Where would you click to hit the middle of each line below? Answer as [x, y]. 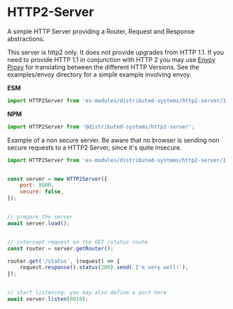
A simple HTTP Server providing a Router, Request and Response [101, 31]
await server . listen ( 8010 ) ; [48, 299]
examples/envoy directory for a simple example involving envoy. [99, 74]
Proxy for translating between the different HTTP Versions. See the [103, 67]
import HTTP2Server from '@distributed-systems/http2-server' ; [101, 127]
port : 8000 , [37, 185]
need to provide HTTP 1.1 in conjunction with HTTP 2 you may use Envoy [112, 59]
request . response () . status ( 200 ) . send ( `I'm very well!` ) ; [104, 268]
